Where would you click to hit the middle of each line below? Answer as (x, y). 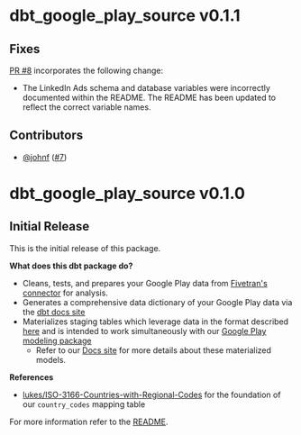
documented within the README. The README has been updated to (149, 97)
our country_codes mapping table (84, 404)
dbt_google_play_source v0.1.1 (125, 16)
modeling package (57, 340)
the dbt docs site (54, 312)
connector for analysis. (65, 293)
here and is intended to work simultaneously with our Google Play (144, 331)
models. (50, 359)
